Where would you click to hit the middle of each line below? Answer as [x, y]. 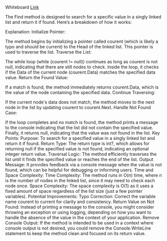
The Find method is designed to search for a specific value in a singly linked [83, 17]
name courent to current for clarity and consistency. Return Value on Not [80, 202]
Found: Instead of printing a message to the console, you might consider [80, 207]
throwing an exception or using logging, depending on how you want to [78, 212]
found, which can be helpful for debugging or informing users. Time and [79, 170]
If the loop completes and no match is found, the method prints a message [82, 122]
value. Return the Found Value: [37, 77]
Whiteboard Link [22, 7]
